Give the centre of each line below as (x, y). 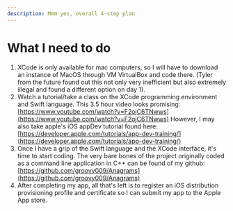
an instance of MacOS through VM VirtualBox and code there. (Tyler (115, 74)
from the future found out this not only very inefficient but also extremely (122, 82)
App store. (32, 200)
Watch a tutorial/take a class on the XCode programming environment (117, 96)
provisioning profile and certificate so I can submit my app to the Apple (119, 192)
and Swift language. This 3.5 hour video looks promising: (99, 104)
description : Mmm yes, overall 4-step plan (71, 14)
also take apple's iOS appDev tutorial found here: (88, 126)
